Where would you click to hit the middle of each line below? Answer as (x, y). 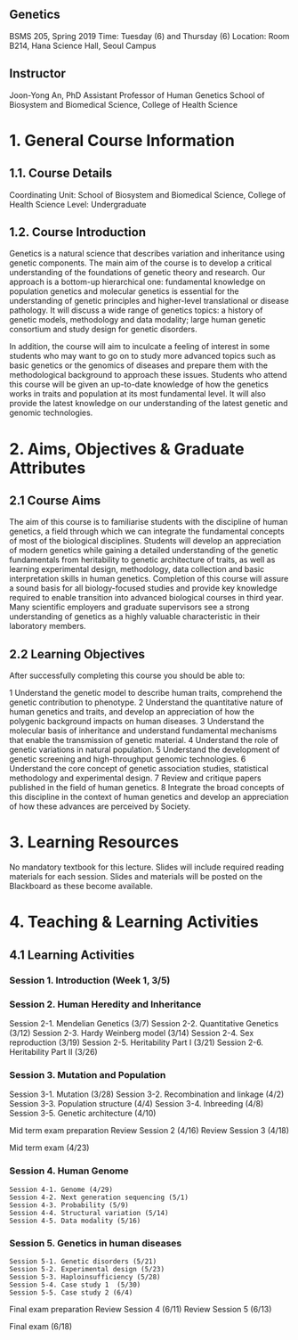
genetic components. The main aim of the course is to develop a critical (141, 263)
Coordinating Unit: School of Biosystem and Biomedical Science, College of (148, 194)
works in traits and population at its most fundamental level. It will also (138, 394)
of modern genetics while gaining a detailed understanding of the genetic (144, 551)
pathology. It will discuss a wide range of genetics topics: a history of (136, 310)
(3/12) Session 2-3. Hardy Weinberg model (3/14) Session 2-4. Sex (132, 1033)
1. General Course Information (122, 140)
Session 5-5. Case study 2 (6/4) (71, 1292)
